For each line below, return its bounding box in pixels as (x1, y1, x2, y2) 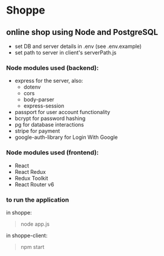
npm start (20, 243, 44, 250)
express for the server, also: (14, 77, 83, 85)
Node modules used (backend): (6, 63, 99, 72)
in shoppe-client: (6, 232, 48, 239)
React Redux (14, 168, 46, 175)
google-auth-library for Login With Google (14, 134, 118, 141)
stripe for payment (14, 128, 60, 135)
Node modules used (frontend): (6, 148, 99, 157)
